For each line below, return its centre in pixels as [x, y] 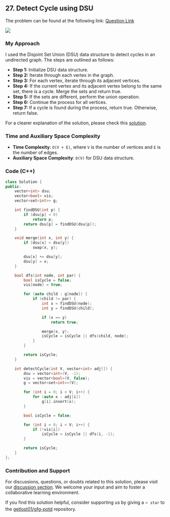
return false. [25, 113]
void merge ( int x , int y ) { [44, 238]
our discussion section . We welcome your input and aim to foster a [75, 487]
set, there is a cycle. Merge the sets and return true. [67, 92]
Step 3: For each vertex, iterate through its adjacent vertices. [77, 80]
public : [13, 186]
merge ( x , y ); [55, 331]
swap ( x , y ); [45, 248]
